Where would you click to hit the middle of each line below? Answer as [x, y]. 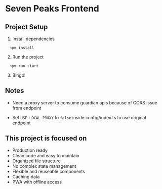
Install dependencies [34, 39]
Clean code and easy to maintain [46, 155]
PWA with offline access [37, 182]
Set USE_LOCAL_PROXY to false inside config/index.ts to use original [79, 117]
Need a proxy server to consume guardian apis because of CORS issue [85, 102]
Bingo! [19, 75]
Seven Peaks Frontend [52, 9]
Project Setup [27, 27]
